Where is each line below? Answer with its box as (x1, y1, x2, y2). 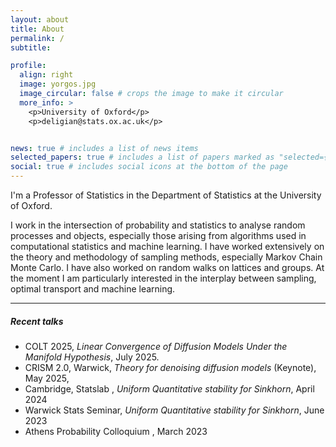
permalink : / (10, 33, 65, 43)
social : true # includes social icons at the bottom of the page (10, 162, 288, 172)
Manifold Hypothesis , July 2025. (24, 351, 160, 363)
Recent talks (10, 315, 64, 327)
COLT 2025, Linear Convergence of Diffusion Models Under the (24, 340, 288, 352)
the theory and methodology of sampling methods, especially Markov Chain (10, 251, 323, 263)
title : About (10, 24, 65, 34)
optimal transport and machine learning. (10, 283, 176, 295)
